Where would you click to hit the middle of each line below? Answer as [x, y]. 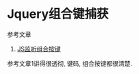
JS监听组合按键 [39, 49]
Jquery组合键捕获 [58, 14]
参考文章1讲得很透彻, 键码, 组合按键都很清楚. [69, 63]
